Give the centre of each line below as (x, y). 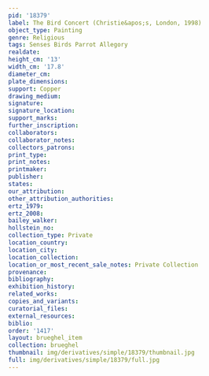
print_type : (27, 154)
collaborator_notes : (42, 140)
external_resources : (42, 316)
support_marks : (33, 118)
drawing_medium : (35, 96)
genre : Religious (37, 37)
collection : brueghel (44, 345)
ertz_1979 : (26, 206)
